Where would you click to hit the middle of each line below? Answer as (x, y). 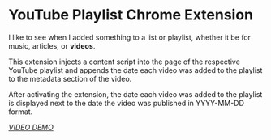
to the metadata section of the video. (70, 78)
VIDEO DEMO (31, 127)
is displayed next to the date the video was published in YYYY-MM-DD (127, 103)
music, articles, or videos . (52, 45)
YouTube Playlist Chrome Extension (131, 15)
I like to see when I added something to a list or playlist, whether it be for (130, 37)
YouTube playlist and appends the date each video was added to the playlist (135, 70)
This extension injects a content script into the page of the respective (125, 62)
